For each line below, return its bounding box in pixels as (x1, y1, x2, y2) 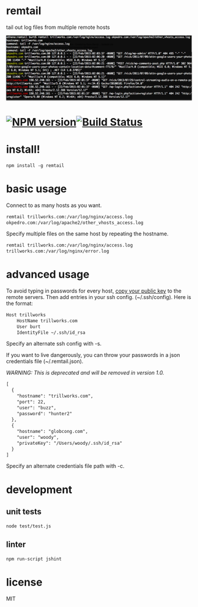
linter (6, 539, 27, 549)
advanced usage (6, 268, 90, 281)
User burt (16, 324, 41, 330)
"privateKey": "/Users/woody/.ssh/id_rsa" (16, 441, 123, 447)
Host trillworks (6, 312, 46, 318)
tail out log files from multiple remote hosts (6, 24, 110, 31)
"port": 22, (16, 399, 46, 405)
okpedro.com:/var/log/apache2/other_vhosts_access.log (6, 220, 144, 226)
